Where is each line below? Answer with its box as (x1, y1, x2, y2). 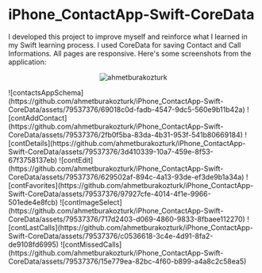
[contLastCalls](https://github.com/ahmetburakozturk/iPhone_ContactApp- (8, 222, 254, 232)
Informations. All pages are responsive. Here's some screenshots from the (8, 48, 252, 58)
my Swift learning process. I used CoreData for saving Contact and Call (8, 40, 241, 49)
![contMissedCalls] (60, 240, 122, 249)
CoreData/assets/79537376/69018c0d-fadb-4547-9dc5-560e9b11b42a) (8, 105, 246, 114)
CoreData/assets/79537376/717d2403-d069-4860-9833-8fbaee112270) (8, 214, 246, 224)
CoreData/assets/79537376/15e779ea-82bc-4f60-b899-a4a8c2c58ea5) (8, 256, 247, 266)
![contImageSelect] (59, 197, 123, 207)
